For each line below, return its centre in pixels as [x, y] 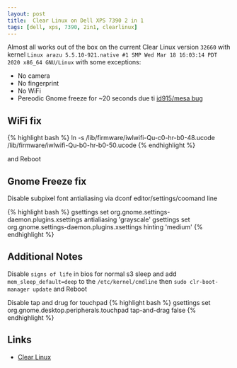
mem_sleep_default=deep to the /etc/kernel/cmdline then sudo [97, 281]
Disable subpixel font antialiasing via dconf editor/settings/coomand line [112, 198]
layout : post [27, 14]
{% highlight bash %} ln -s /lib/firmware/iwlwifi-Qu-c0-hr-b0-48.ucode [111, 138]
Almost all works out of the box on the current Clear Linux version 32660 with [119, 47]
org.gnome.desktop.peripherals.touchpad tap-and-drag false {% [102, 310]
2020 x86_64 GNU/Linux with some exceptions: [74, 62]
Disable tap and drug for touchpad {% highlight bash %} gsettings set [109, 302]
